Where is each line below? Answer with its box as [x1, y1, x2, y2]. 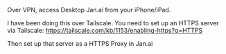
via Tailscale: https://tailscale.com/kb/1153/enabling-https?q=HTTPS [7, 27, 203, 34]
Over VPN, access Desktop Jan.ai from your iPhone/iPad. [7, 6, 171, 14]
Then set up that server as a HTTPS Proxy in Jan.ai [7, 40, 153, 47]
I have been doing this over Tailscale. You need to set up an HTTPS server [7, 19, 220, 27]
